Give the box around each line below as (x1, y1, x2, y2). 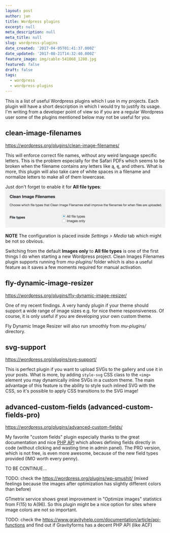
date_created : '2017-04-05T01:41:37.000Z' (5, 46, 96, 51)
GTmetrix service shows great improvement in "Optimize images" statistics (5, 496, 162, 502)
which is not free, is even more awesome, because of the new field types (5, 450, 158, 456)
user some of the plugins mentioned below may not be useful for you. (5, 114, 151, 120)
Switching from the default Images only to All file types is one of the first (5, 248, 159, 254)
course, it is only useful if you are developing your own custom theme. (5, 313, 152, 319)
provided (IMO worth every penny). (5, 456, 79, 462)
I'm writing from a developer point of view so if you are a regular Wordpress (5, 108, 164, 114)
